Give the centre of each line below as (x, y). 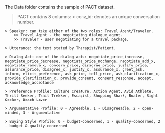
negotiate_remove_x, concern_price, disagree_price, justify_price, (77, 66)
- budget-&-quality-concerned (36, 126)
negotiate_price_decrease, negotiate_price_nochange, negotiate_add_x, (80, 61)
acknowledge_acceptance (30, 83)
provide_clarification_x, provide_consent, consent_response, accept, (79, 78)
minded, (13, 113)
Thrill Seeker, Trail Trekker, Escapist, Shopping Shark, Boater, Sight (82, 96)
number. (26, 22)
